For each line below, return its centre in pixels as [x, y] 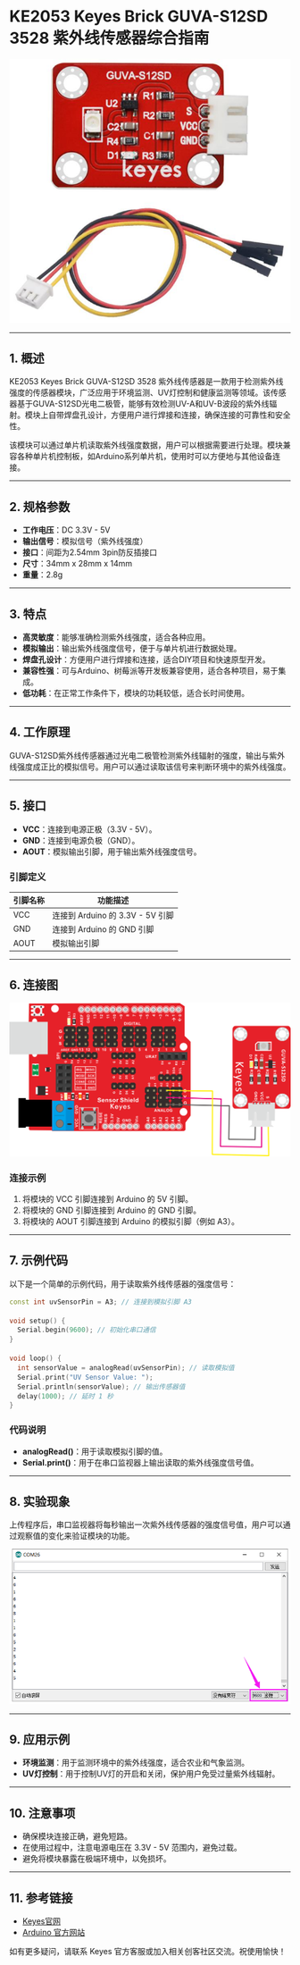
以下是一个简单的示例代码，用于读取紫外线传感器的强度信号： [123, 1283]
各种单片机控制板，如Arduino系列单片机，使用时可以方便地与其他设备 [145, 457]
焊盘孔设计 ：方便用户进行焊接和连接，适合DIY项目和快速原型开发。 [146, 659]
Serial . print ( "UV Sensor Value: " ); [85, 1377]
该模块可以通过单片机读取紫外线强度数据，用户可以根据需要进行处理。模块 [146, 445]
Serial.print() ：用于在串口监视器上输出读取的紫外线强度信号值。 [140, 1462]
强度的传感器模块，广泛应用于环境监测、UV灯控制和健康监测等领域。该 [140, 393]
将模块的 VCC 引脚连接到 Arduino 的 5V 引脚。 [108, 1198]
